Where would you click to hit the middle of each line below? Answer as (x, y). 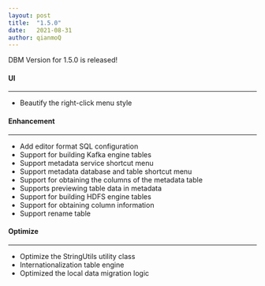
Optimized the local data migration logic (84, 273)
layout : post (30, 15)
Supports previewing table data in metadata (91, 188)
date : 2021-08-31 (40, 30)
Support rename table (55, 213)
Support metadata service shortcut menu (86, 163)
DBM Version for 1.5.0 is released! (63, 60)
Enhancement (32, 121)
